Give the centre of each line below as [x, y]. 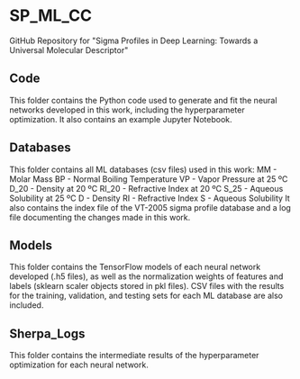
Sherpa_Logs [47, 334]
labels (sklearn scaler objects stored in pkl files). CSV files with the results [147, 286]
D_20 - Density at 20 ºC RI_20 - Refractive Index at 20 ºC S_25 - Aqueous [146, 188]
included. [27, 305]
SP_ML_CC [51, 16]
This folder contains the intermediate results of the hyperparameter [134, 356]
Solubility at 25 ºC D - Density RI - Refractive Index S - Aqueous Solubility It [150, 198]
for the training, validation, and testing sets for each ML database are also [146, 296]
